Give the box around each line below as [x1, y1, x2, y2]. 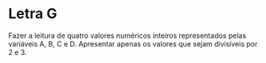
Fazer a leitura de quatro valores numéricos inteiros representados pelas [8, 31, 247, 40]
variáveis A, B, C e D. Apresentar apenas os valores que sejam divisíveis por [8, 39, 258, 48]
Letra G [8, 5, 57, 23]
